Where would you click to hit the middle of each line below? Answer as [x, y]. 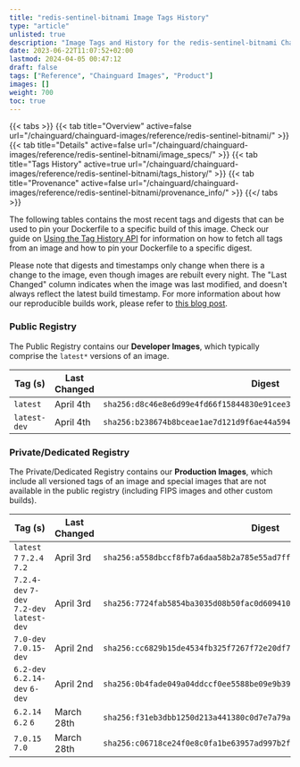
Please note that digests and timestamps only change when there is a [137, 266]
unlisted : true [37, 34]
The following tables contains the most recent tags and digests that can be [147, 219]
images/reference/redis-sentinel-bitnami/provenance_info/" [119, 192]
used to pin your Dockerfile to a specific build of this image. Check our [139, 229]
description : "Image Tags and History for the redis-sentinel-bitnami [143, 43]
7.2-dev [30, 609]
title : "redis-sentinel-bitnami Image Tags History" [109, 17]
